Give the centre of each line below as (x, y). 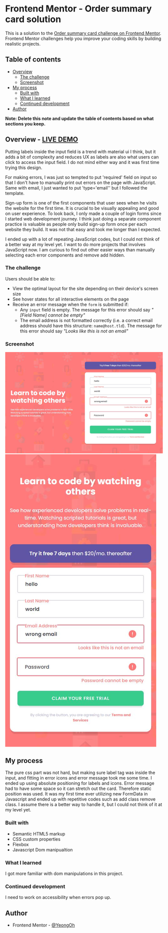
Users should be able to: (30, 278)
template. (15, 193)
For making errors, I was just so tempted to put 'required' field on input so (81, 177)
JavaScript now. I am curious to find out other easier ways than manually (80, 249)
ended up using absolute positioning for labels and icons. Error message (80, 783)
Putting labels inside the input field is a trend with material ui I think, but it (80, 151)
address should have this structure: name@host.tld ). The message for (91, 325)
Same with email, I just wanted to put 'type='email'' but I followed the (76, 187)
